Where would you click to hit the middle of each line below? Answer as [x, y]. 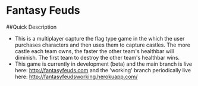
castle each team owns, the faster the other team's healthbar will [94, 51]
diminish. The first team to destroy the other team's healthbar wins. [97, 57]
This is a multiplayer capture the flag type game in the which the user [100, 38]
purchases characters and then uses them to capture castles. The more [102, 45]
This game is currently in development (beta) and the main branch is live [103, 64]
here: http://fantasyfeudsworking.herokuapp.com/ [76, 76]
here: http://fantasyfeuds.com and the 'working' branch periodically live [103, 70]
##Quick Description [32, 27]
